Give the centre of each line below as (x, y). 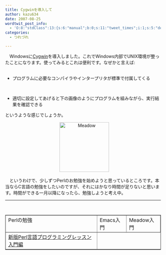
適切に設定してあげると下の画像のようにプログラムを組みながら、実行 (83, 98)
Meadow (139, 220)
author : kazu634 (22, 14)
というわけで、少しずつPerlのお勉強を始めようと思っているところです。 (82, 180)
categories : (17, 33)
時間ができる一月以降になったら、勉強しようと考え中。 (69, 193)
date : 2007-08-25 (23, 19)
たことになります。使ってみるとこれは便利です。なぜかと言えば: (70, 62)
